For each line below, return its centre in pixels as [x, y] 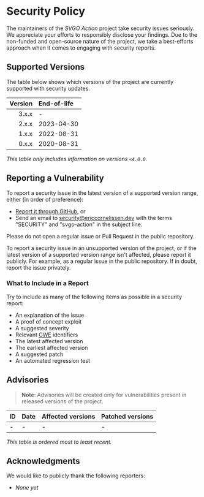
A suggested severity [42, 328]
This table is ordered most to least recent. [59, 442]
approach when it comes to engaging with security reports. [81, 48]
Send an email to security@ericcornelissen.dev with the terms [94, 218]
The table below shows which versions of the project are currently [90, 82]
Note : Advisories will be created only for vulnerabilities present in [104, 395]
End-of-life [56, 104]
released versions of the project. [62, 401]
